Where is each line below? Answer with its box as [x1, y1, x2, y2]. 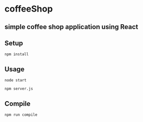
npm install [4, 52, 29, 57]
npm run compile [4, 112, 37, 117]
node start [4, 78, 27, 83]
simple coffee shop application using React [4, 23, 139, 31]
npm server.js [4, 86, 34, 91]
